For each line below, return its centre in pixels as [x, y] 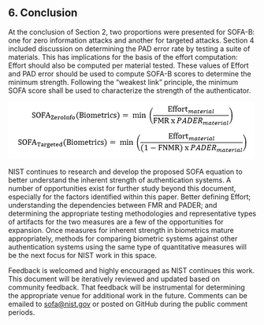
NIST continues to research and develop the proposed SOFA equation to [125, 172]
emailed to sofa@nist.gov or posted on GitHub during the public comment [128, 304]
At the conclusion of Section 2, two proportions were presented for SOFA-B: [132, 31]
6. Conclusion [43, 13]
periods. [22, 312]
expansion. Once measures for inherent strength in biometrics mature [121, 230]
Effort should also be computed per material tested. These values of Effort [129, 65]
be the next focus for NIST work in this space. [83, 255]
